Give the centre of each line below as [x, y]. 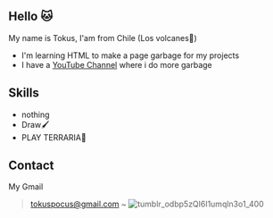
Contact [31, 166]
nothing [35, 114]
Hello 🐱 [31, 17]
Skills [24, 93]
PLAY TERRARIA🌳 [54, 137]
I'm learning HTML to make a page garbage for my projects [130, 55]
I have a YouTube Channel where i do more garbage [116, 64]
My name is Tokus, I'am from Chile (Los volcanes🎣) [103, 38]
